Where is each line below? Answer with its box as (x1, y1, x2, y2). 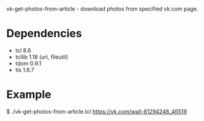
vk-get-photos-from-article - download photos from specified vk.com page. (6, 5, 198, 12)
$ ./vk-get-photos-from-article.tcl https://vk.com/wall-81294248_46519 (6, 108, 187, 115)
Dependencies (6, 27, 82, 40)
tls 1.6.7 (15, 66, 35, 73)
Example (6, 88, 51, 101)
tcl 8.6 (15, 46, 32, 54)
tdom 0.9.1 (15, 59, 42, 67)
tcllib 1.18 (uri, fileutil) (15, 53, 69, 61)
